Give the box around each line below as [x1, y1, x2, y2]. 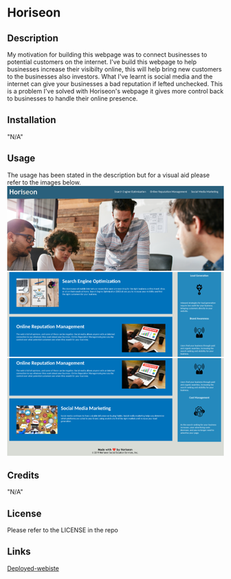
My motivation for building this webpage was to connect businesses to [7, 50, 208, 59]
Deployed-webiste [7, 564, 60, 572]
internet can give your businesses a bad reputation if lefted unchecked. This [7, 80, 223, 87]
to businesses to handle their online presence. [7, 94, 138, 103]
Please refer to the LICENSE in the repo [7, 525, 118, 534]
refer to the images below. [7, 178, 81, 187]
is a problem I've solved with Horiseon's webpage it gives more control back [7, 87, 224, 95]
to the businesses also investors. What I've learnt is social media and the [7, 72, 213, 81]
